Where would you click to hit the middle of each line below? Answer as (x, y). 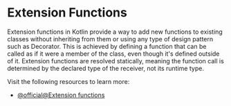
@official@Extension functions (61, 95)
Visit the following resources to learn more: (68, 81)
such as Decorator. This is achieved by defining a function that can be (107, 46)
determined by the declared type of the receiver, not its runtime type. (105, 68)
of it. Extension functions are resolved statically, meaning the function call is (116, 61)
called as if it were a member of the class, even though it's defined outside (113, 54)
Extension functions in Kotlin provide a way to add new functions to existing (115, 32)
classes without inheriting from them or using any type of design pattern (110, 39)
